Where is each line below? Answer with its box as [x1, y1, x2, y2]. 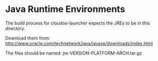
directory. [5, 25, 25, 31]
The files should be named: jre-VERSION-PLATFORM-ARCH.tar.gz [5, 50, 142, 56]
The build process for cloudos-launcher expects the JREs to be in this [5, 20, 150, 26]
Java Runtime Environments [5, 3, 125, 15]
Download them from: [5, 35, 50, 41]
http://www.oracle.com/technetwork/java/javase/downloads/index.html [5, 40, 153, 46]
